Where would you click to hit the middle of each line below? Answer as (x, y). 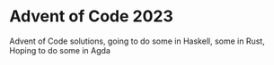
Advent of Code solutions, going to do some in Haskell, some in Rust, (137, 41)
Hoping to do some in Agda (60, 50)
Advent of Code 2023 (91, 16)
